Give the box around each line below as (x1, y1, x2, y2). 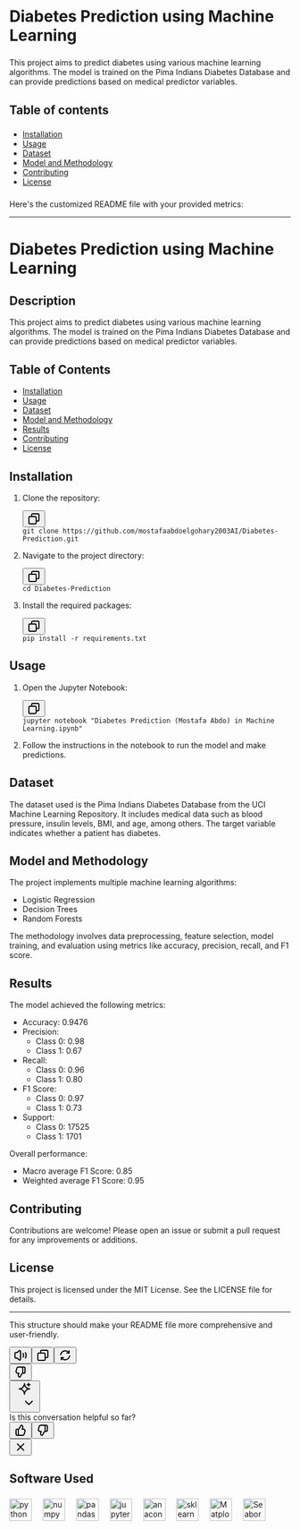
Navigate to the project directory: (21, 550, 145, 560)
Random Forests (21, 913, 83, 924)
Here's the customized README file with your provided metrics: (9, 199, 244, 209)
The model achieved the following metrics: (9, 1000, 166, 1011)
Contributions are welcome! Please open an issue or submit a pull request (9, 1225, 281, 1236)
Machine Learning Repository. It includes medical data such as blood (9, 808, 263, 819)
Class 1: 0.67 (35, 1046, 83, 1056)
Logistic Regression (21, 894, 96, 905)
